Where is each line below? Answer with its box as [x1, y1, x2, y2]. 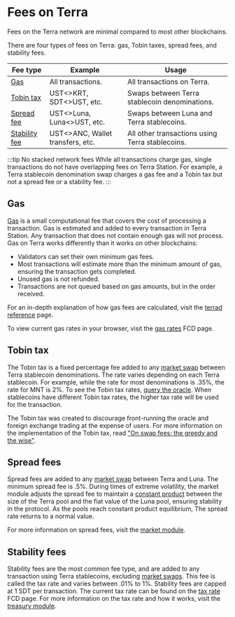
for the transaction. [7, 400, 63, 408]
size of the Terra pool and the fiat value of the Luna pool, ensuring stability [7, 497, 222, 506]
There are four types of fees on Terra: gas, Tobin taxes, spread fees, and [7, 41, 217, 49]
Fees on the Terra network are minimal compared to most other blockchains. [7, 27, 228, 36]
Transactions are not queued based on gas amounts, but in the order [17, 282, 216, 291]
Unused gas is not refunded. [17, 275, 100, 283]
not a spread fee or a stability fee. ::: [7, 177, 112, 186]
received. [17, 289, 45, 298]
